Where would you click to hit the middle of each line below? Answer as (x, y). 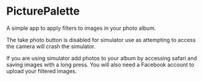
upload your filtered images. (42, 71)
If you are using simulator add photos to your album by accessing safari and (102, 58)
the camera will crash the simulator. (51, 46)
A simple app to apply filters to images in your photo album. (81, 28)
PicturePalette (43, 11)
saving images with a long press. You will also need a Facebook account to (100, 65)
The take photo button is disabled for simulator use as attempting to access (101, 40)
